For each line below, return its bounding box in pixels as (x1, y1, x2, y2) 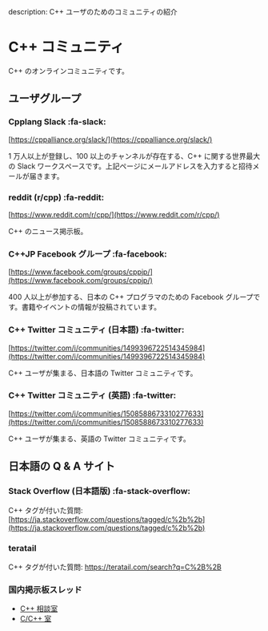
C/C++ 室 (19, 614, 52, 624)
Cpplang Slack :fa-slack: (8, 116, 106, 127)
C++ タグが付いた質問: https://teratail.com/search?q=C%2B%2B (8, 562, 222, 572)
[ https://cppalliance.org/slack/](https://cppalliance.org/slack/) (8, 135, 213, 144)
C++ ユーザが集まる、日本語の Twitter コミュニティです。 (8, 368, 198, 378)
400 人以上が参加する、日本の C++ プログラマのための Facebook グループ (8, 292, 254, 302)
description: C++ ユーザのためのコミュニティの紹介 (8, 7, 178, 16)
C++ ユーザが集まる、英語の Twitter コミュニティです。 (8, 434, 190, 443)
